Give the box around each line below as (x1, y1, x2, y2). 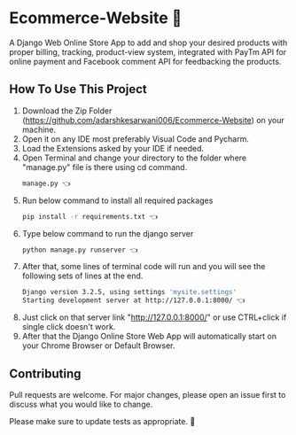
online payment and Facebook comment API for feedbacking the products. (9, 56, 282, 66)
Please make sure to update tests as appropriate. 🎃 (9, 416, 196, 426)
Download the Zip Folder (21, 105, 113, 116)
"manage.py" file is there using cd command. (21, 161, 188, 172)
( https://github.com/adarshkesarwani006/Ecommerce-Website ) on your (21, 114, 285, 125)
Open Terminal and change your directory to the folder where (21, 152, 246, 163)
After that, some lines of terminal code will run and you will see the (21, 261, 266, 272)
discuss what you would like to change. (9, 399, 153, 409)
